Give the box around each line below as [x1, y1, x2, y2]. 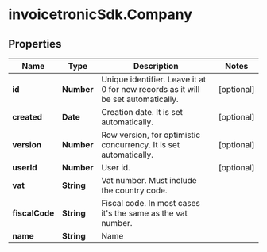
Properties [8, 37, 62, 51]
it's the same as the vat [101, 208, 188, 219]
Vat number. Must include [101, 175, 197, 185]
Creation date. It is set [101, 107, 183, 117]
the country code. [101, 185, 168, 196]
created [12, 112, 42, 122]
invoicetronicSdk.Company [8, 6, 193, 24]
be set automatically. [101, 94, 179, 105]
